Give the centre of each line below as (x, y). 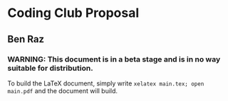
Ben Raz (26, 39)
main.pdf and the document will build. (63, 90)
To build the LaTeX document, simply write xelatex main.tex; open (106, 83)
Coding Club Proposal (73, 13)
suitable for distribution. (51, 68)
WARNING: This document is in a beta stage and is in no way (114, 59)
